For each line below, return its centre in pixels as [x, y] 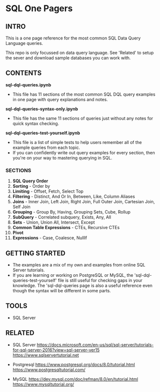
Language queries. [24, 43]
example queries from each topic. [46, 147]
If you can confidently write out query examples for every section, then [84, 152]
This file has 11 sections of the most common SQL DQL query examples [84, 94]
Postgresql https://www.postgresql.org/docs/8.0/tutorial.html [74, 364]
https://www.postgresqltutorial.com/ [49, 370]
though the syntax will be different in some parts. [62, 290]
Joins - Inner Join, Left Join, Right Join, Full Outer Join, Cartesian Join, [84, 202]
